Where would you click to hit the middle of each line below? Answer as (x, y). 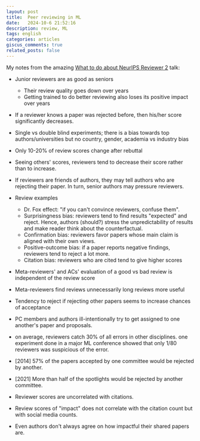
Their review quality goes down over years (76, 91)
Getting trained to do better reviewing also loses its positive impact (106, 97)
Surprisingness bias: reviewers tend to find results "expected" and (105, 216)
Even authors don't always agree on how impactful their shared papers (102, 426)
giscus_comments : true (34, 45)
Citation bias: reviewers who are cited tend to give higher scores (103, 260)
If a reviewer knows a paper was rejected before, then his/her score (98, 114)
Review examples (36, 198)
